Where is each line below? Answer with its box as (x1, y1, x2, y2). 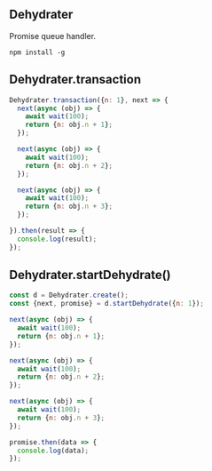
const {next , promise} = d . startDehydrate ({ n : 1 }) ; (9, 299, 204, 308)
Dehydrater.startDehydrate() (9, 267, 171, 283)
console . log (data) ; (17, 446, 90, 455)
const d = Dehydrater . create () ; (9, 291, 129, 300)
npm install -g (9, 48, 66, 57)
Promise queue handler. (9, 30, 96, 41)
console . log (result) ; (17, 235, 98, 243)
